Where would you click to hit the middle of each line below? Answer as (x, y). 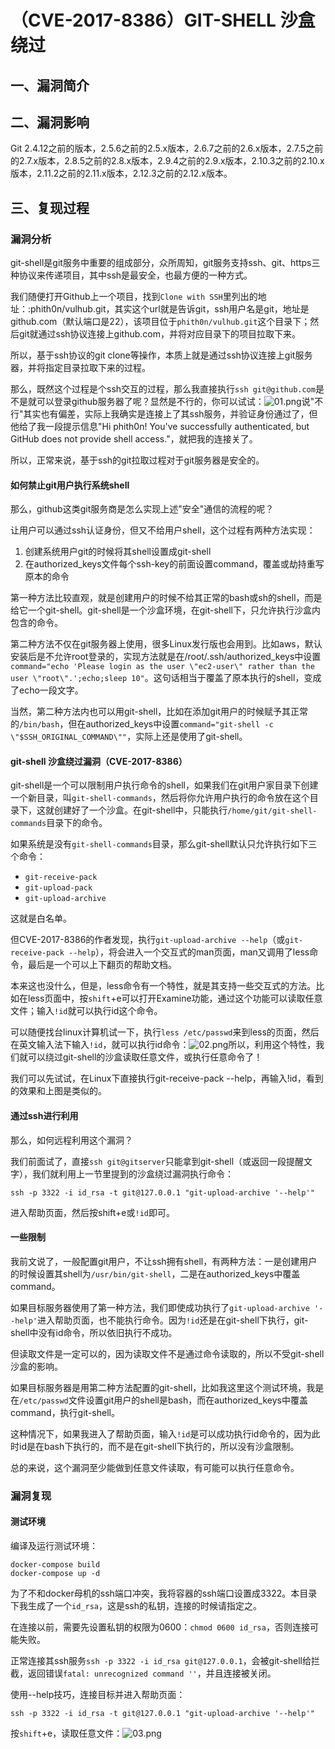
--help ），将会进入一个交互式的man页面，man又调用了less (189, 952)
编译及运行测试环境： (54, 1546)
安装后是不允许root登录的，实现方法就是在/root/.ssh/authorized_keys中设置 (166, 657)
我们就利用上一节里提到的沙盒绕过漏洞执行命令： (132, 1173)
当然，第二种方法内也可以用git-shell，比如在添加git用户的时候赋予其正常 (159, 712)
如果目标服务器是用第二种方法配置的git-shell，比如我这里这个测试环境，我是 (167, 1387)
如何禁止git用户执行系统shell (70, 485)
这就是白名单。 (41, 918)
